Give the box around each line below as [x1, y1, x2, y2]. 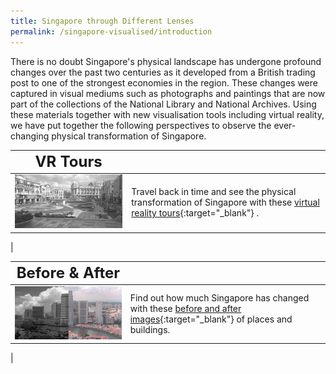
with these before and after [129, 302, 242, 314]
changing [10, 130, 50, 142]
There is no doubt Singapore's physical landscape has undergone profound [10, 55, 322, 67]
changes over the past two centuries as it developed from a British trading [10, 66, 316, 78]
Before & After [16, 263, 121, 283]
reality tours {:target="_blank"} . [131, 207, 260, 219]
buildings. [129, 323, 171, 335]
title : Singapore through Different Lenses [10, 16, 195, 26]
